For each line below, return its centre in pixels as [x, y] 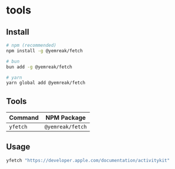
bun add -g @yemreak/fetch [39, 67]
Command [24, 118]
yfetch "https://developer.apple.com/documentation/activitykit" [88, 160]
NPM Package [66, 118]
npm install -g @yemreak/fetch [44, 50]
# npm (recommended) [32, 45]
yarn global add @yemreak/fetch [46, 83]
